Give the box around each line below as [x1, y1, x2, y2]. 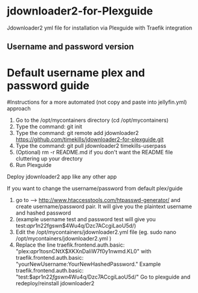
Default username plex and [7, 66, 145, 80]
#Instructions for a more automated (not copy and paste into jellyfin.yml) [7, 98, 187, 106]
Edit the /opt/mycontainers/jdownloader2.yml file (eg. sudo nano [15, 228, 177, 236]
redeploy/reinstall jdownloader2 [15, 280, 95, 287]
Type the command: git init [15, 123, 83, 130]
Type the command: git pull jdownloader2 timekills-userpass [15, 142, 167, 150]
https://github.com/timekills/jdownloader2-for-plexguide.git [15, 136, 164, 143]
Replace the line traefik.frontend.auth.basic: [15, 241, 125, 248]
